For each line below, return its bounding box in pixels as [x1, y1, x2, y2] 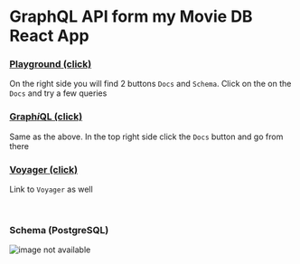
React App [9, 25, 89, 46]
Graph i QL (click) [9, 110, 83, 123]
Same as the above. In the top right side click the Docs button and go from [9, 131, 284, 142]
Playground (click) [9, 58, 92, 71]
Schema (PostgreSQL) [9, 224, 109, 236]
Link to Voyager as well [9, 184, 93, 195]
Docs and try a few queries [9, 88, 108, 99]
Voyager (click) [9, 163, 79, 175]
